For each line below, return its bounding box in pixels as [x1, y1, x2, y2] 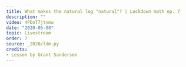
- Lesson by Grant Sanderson [6, 52, 78, 58]
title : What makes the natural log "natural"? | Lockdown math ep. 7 [6, 8, 181, 15]
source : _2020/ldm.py [6, 41, 59, 47]
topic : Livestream [6, 30, 51, 36]
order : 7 [6, 36, 28, 41]
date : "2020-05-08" [6, 24, 54, 31]
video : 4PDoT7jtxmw [6, 19, 54, 25]
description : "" [6, 14, 46, 20]
